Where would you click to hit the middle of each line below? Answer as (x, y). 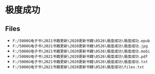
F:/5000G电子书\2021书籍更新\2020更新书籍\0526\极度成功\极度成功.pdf (80, 57)
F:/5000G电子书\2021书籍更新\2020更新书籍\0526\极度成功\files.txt (78, 67)
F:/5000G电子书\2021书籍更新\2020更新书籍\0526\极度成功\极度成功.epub (81, 41)
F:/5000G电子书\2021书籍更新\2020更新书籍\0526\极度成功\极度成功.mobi (81, 51)
